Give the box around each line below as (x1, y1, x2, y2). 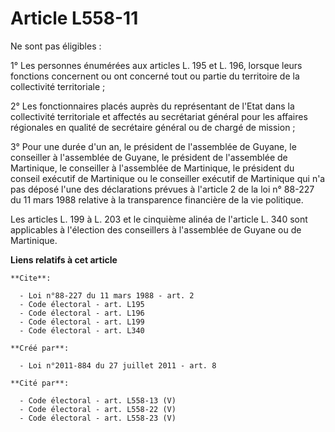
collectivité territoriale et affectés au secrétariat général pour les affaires (10, 110, 308, 122)
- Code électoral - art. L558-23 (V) (19, 413, 177, 423)
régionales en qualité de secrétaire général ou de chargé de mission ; (10, 121, 296, 133)
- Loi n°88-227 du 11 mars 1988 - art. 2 (19, 290, 195, 301)
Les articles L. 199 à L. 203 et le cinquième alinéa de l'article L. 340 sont (10, 213, 308, 225)
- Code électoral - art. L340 (19, 325, 145, 336)
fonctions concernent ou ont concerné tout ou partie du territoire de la (10, 70, 300, 82)
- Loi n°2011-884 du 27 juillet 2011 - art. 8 (19, 360, 217, 371)
